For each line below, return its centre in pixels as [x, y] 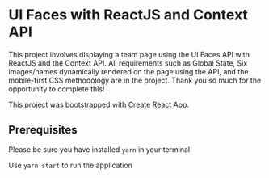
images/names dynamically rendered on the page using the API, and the [128, 71]
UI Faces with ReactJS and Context [128, 15]
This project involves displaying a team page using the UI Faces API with [129, 54]
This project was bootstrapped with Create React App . [99, 104]
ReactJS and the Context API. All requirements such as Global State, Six [128, 63]
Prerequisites [43, 130]
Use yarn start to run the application [71, 165]
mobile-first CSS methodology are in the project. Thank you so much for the [135, 80]
